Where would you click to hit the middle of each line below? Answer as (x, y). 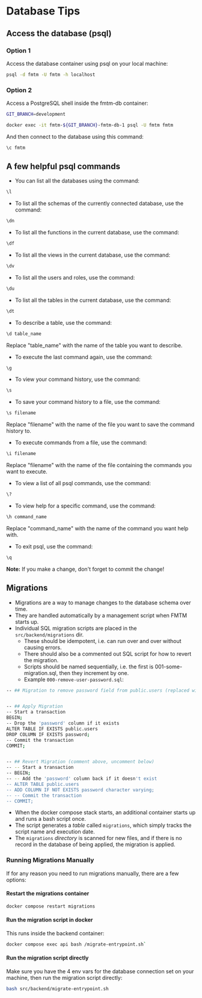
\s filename (21, 413)
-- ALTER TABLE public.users (43, 784)
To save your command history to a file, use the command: (88, 402)
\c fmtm (16, 148)
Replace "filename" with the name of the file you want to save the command (100, 425)
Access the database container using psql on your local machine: (87, 63)
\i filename (21, 454)
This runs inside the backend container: (55, 933)
